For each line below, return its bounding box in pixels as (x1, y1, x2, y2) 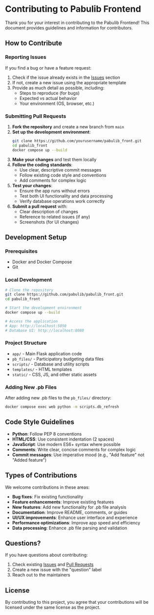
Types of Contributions (5, 471, 77, 480)
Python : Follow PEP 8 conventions (12, 431, 82, 437)
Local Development (5, 276, 52, 283)
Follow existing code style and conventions (19, 172, 107, 178)
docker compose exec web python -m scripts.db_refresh (5, 404, 119, 410)
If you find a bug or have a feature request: (5, 65, 91, 71)
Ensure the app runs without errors (19, 188, 90, 194)
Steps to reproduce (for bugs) (19, 90, 80, 96)
